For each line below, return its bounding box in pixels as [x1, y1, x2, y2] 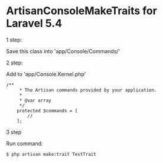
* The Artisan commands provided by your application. [19, 87, 158, 93]
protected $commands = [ [17, 107, 78, 113]
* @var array [19, 97, 51, 103]
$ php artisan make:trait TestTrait [6, 151, 96, 157]
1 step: [6, 36, 22, 43]
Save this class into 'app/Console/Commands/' [6, 47, 120, 54]
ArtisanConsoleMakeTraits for [6, 4, 158, 18]
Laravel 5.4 [6, 17, 63, 30]
